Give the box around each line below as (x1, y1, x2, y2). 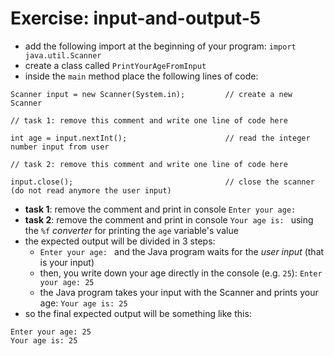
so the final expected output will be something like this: (24, 307, 252, 319)
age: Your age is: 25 (39, 297, 128, 309)
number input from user (10, 142, 110, 152)
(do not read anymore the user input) (10, 185, 172, 196)
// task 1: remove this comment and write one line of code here (10, 115, 288, 126)
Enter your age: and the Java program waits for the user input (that (39, 245, 325, 257)
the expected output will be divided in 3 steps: (24, 235, 216, 247)
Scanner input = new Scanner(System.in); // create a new (10, 89, 293, 99)
